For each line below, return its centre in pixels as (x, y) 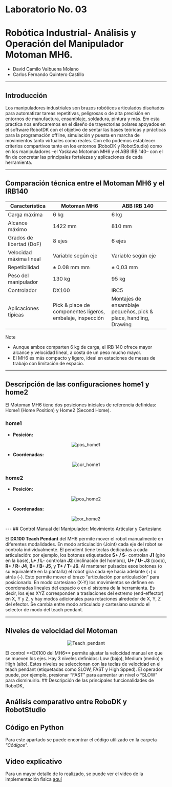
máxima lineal (24, 259)
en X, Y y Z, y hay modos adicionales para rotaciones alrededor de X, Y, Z (83, 599)
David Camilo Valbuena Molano (46, 69)
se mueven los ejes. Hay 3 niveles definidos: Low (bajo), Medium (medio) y (84, 658)
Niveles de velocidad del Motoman (61, 631)
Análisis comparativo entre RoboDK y (66, 702)
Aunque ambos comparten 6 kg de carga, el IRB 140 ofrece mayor (82, 347)
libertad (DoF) (25, 244)
